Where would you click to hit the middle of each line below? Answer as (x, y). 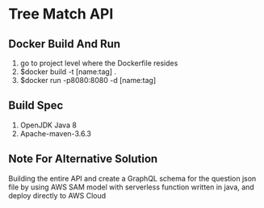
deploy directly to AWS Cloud (57, 195)
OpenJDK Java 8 (48, 125)
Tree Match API (61, 14)
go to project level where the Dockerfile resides (99, 63)
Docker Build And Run (65, 44)
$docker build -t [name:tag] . (68, 72)
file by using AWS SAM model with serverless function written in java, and (131, 187)
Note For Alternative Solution (83, 159)
